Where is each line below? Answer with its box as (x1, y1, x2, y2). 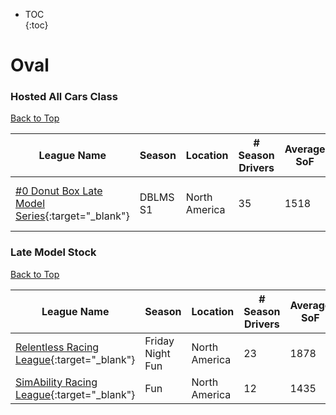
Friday (144, 334, 175, 348)
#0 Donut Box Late (15, 184, 103, 198)
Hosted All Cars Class (10, 90, 118, 104)
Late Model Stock (10, 245, 97, 259)
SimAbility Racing (15, 375, 98, 389)
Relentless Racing (15, 340, 100, 354)
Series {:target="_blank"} (15, 209, 130, 223)
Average (284, 142, 326, 156)
